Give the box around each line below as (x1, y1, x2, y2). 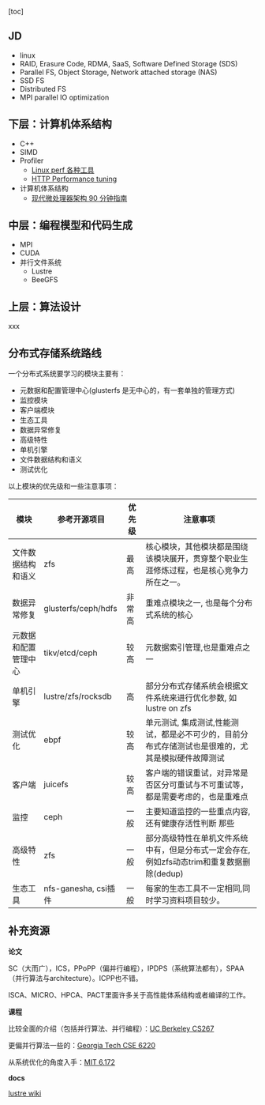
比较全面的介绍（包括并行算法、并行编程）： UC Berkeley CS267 (8, 1024, 215, 1033)
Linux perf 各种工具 (31, 165, 95, 175)
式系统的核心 (145, 609, 193, 620)
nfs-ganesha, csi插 (43, 883, 116, 894)
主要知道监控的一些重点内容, (145, 806, 251, 817)
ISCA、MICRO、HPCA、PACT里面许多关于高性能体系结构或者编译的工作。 (8, 990, 251, 999)
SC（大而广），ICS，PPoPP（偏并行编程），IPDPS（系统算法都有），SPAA (8, 964, 244, 973)
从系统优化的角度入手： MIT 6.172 (8, 1057, 116, 1066)
